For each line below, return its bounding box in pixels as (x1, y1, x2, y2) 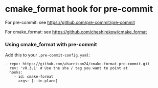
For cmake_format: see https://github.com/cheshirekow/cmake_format (5, 29, 147, 35)
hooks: (9, 70, 23, 75)
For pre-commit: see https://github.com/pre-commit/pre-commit (5, 19, 135, 25)
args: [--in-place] (18, 79, 58, 84)
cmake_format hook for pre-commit (5, 3, 153, 15)
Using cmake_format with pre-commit (5, 41, 97, 48)
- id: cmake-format (14, 74, 54, 79)
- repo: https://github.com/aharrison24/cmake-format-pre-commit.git (5, 62, 150, 67)
